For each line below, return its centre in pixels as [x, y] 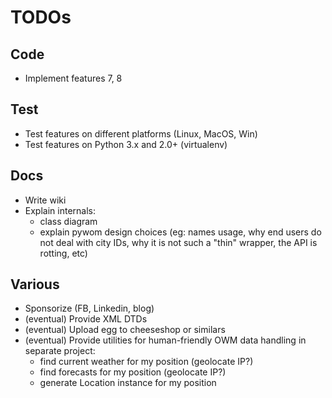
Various [35, 284]
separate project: [60, 351]
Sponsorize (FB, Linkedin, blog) [89, 308]
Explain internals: [60, 210]
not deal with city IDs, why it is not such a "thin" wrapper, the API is [178, 242]
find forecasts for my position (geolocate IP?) [133, 372]
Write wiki [45, 200]
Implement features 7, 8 [73, 78]
